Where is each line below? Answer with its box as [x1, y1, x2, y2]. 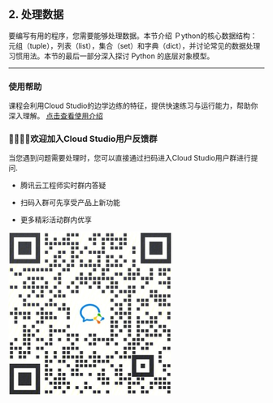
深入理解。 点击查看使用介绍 [8, 111, 103, 121]
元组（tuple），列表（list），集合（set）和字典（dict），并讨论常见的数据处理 [8, 41, 261, 50]
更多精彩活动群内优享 [19, 215, 92, 225]
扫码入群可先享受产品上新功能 [19, 198, 120, 208]
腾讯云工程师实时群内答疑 [19, 181, 106, 191]
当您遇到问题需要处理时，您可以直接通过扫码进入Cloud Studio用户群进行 [8, 153, 251, 163]
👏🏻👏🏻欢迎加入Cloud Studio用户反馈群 [8, 133, 158, 144]
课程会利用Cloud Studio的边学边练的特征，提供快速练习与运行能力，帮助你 [8, 101, 258, 111]
